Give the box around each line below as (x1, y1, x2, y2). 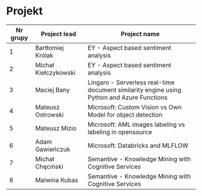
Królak (35, 51, 54, 60)
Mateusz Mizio (35, 124, 77, 132)
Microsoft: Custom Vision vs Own (87, 103, 182, 111)
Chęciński (35, 162, 64, 171)
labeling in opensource (87, 127, 152, 136)
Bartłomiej (35, 43, 64, 52)
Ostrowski (35, 110, 64, 118)
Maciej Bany (35, 85, 70, 94)
